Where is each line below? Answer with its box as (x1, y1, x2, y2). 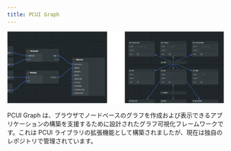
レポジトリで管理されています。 (7, 137, 98, 146)
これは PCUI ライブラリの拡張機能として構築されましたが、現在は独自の (18, 128, 223, 137)
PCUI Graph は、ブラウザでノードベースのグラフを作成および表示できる (7, 111, 211, 119)
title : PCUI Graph (7, 11, 60, 18)
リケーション (7, 120, 43, 128)
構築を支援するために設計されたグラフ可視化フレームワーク (49, 120, 218, 128)
